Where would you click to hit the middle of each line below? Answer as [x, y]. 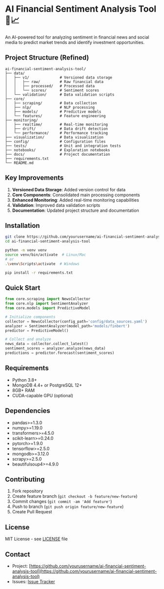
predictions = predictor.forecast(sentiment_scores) [60, 353]
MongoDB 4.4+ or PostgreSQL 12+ [47, 385]
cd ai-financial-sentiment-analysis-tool [48, 242]
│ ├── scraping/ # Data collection [51, 103]
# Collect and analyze [28, 339]
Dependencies [28, 411]
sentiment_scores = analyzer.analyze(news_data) [55, 348]
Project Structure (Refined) [47, 58]
